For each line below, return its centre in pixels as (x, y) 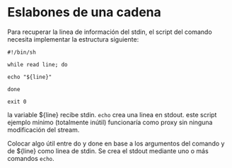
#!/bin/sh (22, 52)
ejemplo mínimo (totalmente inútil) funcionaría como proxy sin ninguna (110, 122)
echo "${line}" (30, 77)
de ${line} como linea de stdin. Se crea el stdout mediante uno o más (108, 151)
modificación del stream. (43, 130)
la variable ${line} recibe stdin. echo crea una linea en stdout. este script (112, 114)
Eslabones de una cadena (84, 12)
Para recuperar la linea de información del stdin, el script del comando (110, 32)
